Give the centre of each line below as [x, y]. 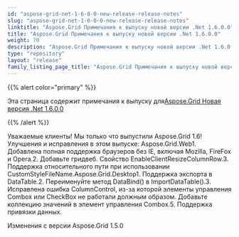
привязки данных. [35, 211]
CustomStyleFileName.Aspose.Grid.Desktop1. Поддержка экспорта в [110, 174]
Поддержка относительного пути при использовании [89, 166]
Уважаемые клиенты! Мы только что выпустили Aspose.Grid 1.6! [105, 136]
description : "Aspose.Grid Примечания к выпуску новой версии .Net [110, 47]
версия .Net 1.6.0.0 [36, 108]
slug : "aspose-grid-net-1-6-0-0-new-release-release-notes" [99, 21]
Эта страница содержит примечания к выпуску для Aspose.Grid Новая [115, 101]
